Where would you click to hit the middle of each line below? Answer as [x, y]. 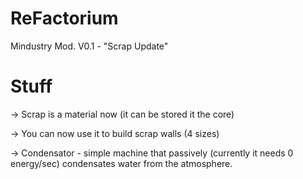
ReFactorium [64, 18]
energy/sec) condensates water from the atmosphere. [121, 163]
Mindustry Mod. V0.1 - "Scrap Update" [89, 46]
